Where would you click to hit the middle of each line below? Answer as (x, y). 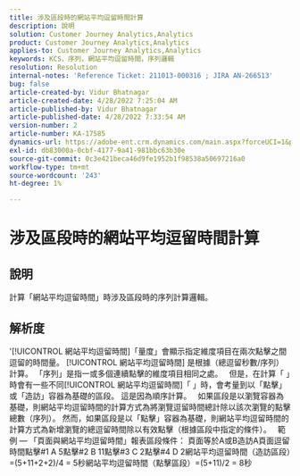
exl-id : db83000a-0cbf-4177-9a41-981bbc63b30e (97, 150)
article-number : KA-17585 (57, 134)
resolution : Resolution (54, 68)
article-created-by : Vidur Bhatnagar (79, 92)
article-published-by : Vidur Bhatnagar (83, 109)
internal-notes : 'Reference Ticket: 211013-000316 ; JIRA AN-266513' (142, 76)
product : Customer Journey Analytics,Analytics (100, 42)
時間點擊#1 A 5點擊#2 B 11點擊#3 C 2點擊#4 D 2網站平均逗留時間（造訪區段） (150, 451)
